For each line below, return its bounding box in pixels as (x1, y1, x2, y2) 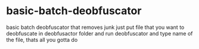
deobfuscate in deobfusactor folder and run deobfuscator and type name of (6, 30, 193, 37)
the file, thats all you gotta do (6, 36, 78, 43)
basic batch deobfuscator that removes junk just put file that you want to (6, 24, 185, 31)
